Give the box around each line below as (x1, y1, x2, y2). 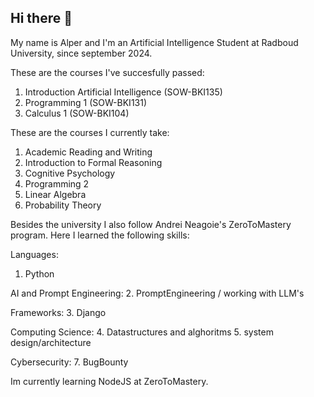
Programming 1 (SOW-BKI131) (24, 96, 148, 108)
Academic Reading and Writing (24, 146, 153, 158)
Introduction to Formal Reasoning (24, 156, 163, 168)
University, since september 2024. (10, 47, 153, 59)
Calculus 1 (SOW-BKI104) (24, 107, 130, 119)
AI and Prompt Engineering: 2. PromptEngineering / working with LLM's (10, 287, 305, 299)
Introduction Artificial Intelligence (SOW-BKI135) (24, 86, 223, 98)
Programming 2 (24, 177, 90, 190)
